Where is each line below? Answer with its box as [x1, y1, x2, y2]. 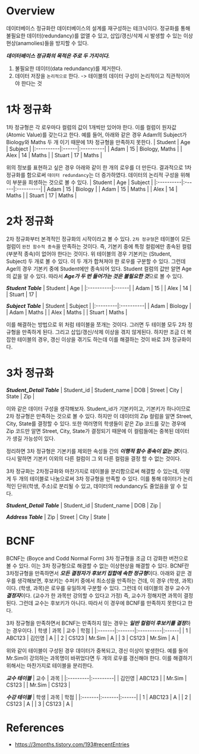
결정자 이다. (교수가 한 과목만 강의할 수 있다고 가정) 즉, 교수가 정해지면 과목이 [6, 591, 182, 599]
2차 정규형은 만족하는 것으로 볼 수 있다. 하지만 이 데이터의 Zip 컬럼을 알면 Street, [6, 412, 193, 419]
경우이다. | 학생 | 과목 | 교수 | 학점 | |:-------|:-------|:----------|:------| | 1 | [12, 627, 191, 634]
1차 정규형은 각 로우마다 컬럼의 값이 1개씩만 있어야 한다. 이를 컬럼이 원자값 [6, 123, 177, 130]
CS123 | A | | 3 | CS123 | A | [6, 700, 73, 707]
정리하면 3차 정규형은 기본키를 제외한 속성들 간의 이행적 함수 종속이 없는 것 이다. [6, 447, 189, 454]
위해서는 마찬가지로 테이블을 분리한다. [6, 662, 94, 669]
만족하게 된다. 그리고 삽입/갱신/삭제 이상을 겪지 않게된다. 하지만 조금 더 [21, 328, 186, 335]
